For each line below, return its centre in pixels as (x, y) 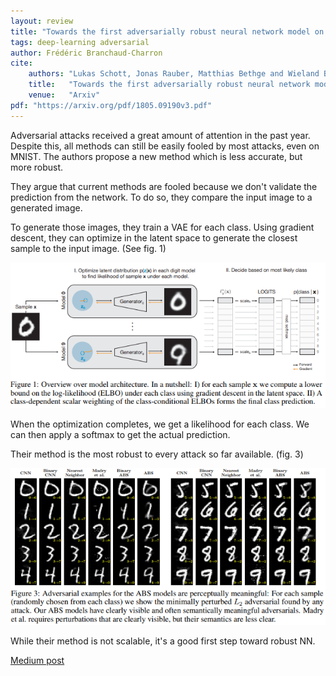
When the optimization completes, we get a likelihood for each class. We (160, 424)
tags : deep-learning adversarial (80, 42)
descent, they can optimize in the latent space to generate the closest (154, 237)
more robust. (37, 167)
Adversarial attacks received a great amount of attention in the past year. (160, 135)
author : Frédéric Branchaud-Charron (86, 53)
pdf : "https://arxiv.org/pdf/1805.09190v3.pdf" (111, 105)
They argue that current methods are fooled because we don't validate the (164, 186)
